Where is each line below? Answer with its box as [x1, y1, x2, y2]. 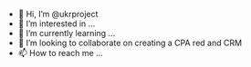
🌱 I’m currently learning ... [17, 28, 116, 38]
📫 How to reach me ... [17, 48, 103, 58]
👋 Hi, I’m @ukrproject [17, 9, 99, 19]
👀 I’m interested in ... [17, 18, 96, 29]
